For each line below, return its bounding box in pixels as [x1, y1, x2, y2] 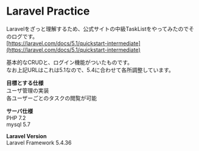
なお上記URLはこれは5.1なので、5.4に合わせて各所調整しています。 [6, 66, 175, 74]
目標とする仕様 [6, 79, 44, 86]
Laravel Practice [6, 4, 90, 18]
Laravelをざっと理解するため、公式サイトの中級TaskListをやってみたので [6, 25, 189, 32]
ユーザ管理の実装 [6, 86, 49, 94]
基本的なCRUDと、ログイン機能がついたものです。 [6, 58, 133, 66]
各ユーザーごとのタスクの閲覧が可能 [6, 94, 97, 102]
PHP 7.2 [6, 114, 26, 121]
